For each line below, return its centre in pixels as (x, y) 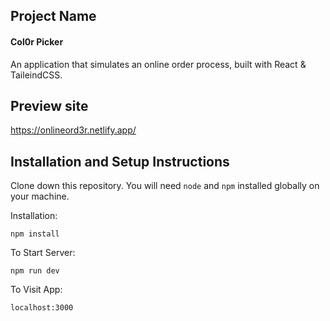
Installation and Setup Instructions (120, 161)
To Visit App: (36, 290)
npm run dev (35, 271)
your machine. (40, 196)
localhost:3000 (42, 308)
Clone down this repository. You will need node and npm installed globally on (165, 186)
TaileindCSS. (36, 75)
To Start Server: (43, 253)
